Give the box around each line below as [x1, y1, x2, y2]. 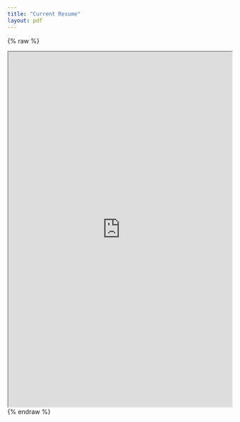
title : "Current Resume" [7, 10, 81, 18]
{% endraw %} [7, 407, 51, 416]
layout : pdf [7, 17, 43, 24]
